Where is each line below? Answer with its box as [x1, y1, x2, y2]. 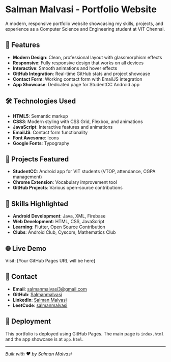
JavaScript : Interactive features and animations [12, 124, 113, 130]
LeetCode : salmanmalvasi [12, 302, 68, 308]
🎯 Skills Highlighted [5, 199, 69, 208]
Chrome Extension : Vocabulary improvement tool [12, 179, 117, 185]
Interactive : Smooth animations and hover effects [12, 65, 118, 71]
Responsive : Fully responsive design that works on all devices [12, 60, 144, 66]
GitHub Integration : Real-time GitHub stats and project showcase [12, 70, 150, 77]
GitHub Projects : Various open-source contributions [12, 185, 123, 191]
